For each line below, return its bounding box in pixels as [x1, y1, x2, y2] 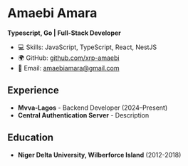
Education [7, 132, 54, 144]
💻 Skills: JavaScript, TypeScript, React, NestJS [17, 43, 157, 51]
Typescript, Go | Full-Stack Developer [7, 28, 121, 37]
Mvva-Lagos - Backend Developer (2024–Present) [17, 103, 168, 112]
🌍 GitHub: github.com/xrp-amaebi [17, 53, 120, 62]
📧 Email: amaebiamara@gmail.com [17, 63, 120, 72]
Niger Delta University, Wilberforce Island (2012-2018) [17, 150, 182, 159]
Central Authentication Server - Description [17, 110, 150, 119]
